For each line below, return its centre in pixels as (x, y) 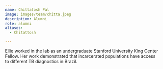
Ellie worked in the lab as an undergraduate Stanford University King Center (82, 51)
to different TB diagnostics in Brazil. (41, 61)
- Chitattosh (23, 33)
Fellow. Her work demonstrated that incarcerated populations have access (80, 56)
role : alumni (18, 23)
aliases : (14, 28)
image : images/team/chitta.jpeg (38, 14)
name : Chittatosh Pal (27, 10)
